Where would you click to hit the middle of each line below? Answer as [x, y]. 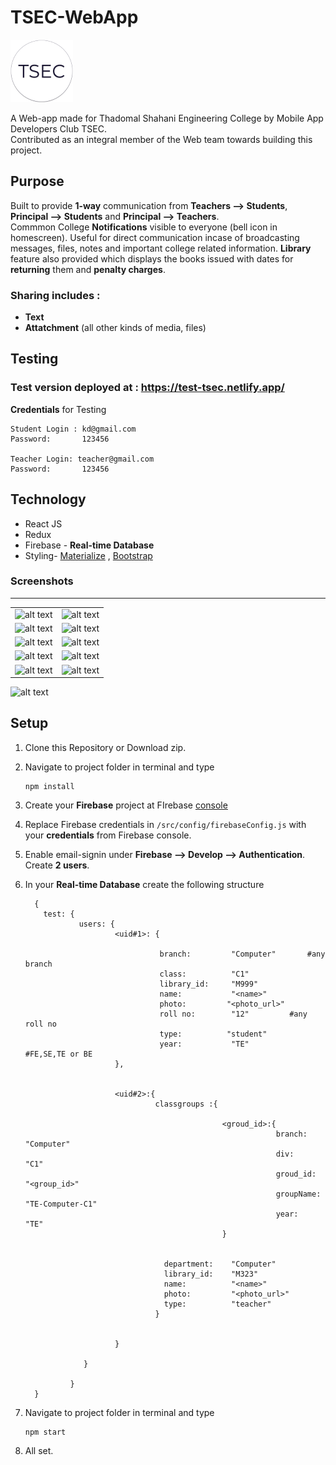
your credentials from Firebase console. [108, 835]
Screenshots [42, 581]
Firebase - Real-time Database [89, 545]
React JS [43, 523]
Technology [48, 499]
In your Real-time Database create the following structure [144, 884]
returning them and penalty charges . [88, 269]
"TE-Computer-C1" [61, 1204]
